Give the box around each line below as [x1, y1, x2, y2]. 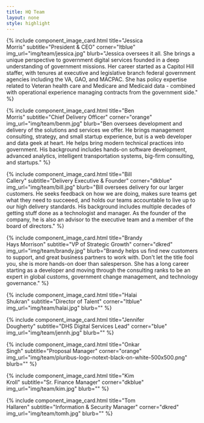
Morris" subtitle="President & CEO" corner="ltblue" [6, 43, 136, 51]
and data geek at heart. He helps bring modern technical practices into [6, 140, 184, 147]
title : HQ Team [6, 9, 45, 15]
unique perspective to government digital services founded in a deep [6, 56, 180, 64]
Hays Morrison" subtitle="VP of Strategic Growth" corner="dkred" [6, 241, 173, 248]
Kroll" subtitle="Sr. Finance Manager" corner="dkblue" [6, 379, 144, 386]
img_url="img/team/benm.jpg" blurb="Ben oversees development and [6, 120, 183, 127]
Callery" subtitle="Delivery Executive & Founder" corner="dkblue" [6, 177, 172, 185]
